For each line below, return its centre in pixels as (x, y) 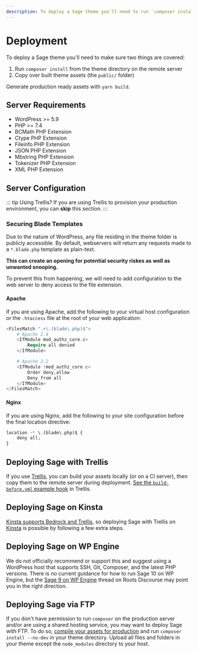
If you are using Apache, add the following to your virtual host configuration (98, 312)
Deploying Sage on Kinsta (55, 507)
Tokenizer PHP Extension (45, 163)
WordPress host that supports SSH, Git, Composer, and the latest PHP (91, 567)
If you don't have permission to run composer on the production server (91, 619)
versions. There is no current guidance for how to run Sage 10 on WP (90, 573)
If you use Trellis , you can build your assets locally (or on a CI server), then (97, 476)
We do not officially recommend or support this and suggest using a (89, 561)
